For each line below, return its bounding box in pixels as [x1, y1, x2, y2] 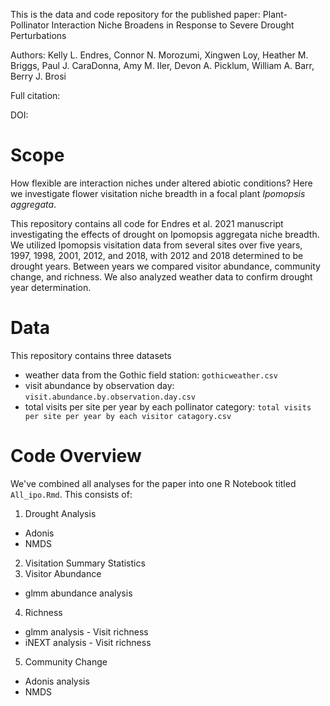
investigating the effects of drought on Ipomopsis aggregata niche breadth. [10, 228, 320, 240]
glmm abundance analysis [24, 587, 133, 599]
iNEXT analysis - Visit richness [24, 636, 152, 648]
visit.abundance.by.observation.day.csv [24, 392, 196, 402]
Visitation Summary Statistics [24, 557, 146, 569]
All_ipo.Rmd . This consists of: [10, 488, 133, 500]
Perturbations [10, 30, 67, 41]
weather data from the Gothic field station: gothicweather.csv [24, 369, 278, 381]
